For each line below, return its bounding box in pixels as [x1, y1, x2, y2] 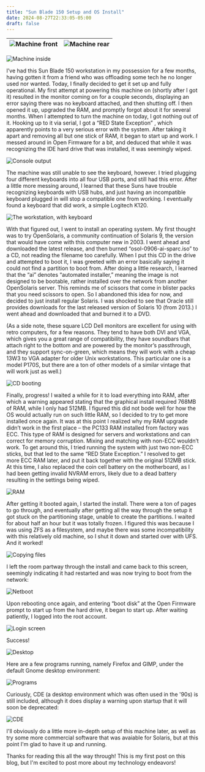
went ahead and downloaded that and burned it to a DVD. [6, 311, 151, 318]
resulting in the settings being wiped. [6, 476, 100, 484]
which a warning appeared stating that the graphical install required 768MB [6, 398, 196, 406]
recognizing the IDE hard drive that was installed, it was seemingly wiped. [6, 145, 192, 153]
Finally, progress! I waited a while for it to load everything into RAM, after [6, 392, 190, 399]
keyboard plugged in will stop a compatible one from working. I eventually [6, 195, 193, 203]
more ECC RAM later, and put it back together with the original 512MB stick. [6, 457, 197, 464]
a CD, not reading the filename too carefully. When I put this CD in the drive [6, 252, 196, 259]
